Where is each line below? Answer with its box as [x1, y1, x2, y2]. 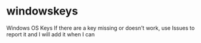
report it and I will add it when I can [6, 30, 95, 38]
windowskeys [6, 4, 78, 18]
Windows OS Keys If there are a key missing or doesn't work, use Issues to [6, 24, 195, 31]
